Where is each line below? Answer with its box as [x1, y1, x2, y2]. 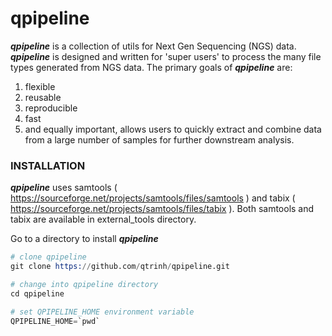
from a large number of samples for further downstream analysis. [24, 133, 295, 146]
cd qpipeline [10, 288, 65, 299]
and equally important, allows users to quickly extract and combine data [24, 123, 322, 135]
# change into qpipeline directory [10, 279, 159, 289]
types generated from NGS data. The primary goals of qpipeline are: [10, 61, 293, 73]
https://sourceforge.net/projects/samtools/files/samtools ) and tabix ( [10, 192, 296, 204]
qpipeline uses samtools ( [10, 182, 118, 194]
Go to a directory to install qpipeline [10, 233, 159, 245]
